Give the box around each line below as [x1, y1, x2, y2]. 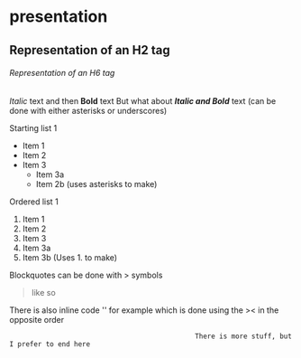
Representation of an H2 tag [9, 42, 171, 58]
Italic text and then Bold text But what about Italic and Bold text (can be [9, 95, 277, 106]
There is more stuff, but [195, 332, 293, 341]
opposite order [9, 314, 65, 325]
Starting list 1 [9, 122, 58, 133]
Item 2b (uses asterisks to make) [35, 178, 158, 189]
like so [31, 287, 56, 297]
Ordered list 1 [9, 196, 59, 207]
